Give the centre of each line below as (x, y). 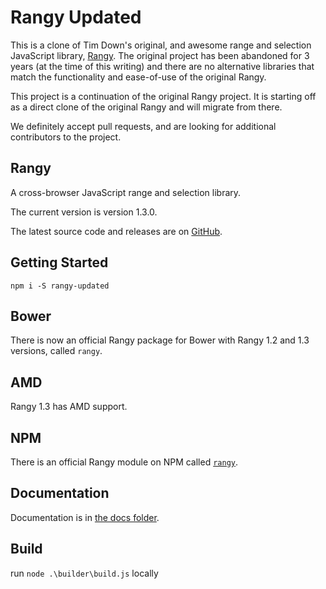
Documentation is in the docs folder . (85, 517)
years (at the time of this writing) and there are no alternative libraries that (162, 66)
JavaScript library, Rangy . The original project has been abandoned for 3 (160, 55)
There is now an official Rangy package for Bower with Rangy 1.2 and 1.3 (160, 340)
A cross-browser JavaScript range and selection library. (126, 192)
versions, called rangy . (56, 351)
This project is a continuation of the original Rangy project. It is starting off (163, 96)
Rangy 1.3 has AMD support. (69, 407)
